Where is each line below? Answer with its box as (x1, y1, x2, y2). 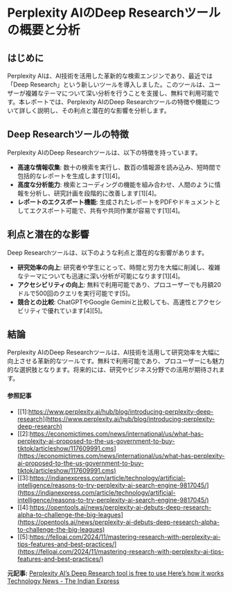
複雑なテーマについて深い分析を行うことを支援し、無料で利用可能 (25, 89, 213, 97)
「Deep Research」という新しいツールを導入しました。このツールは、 (7, 80, 209, 89)
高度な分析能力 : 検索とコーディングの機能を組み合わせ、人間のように (17, 180, 215, 189)
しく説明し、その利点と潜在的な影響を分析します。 (25, 107, 171, 114)
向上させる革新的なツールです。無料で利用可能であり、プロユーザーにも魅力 (7, 357, 225, 365)
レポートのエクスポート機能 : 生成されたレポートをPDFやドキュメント (17, 198, 215, 206)
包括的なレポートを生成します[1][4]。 (17, 171, 124, 180)
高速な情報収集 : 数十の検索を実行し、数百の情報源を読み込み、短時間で (17, 163, 222, 171)
